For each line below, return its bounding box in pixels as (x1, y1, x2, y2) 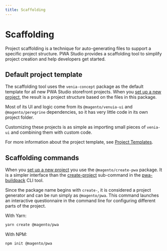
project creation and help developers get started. (5, 56, 106, 62)
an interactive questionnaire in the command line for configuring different (5, 198, 156, 204)
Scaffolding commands (5, 153, 79, 162)
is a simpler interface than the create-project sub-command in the (5, 172, 141, 178)
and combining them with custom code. (10, 129, 92, 135)
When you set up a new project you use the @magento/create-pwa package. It (5, 167, 163, 173)
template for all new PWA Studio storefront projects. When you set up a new (5, 89, 162, 95)
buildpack (5, 178, 26, 184)
